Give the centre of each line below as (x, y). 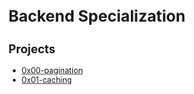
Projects (32, 49)
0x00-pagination (52, 70)
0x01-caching (46, 80)
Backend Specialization (97, 16)
